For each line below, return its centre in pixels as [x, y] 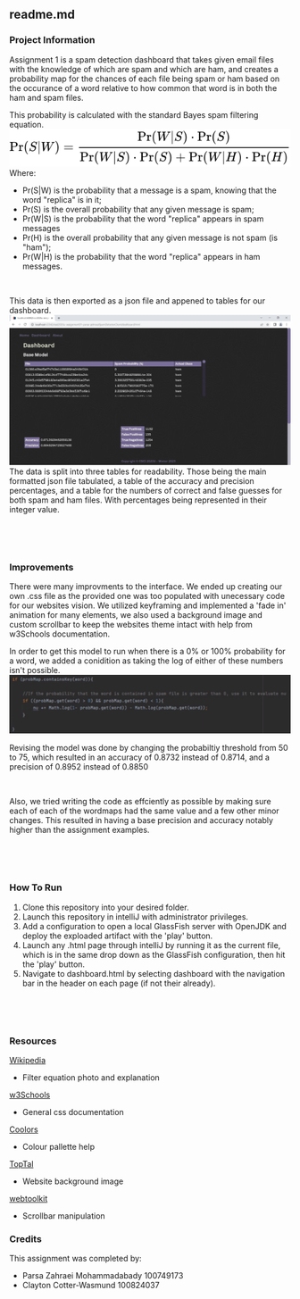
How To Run [36, 887]
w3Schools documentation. [59, 634]
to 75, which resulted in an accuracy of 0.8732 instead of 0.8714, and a [140, 757]
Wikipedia [28, 1061]
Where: [23, 172]
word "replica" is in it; [62, 199]
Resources [33, 1041]
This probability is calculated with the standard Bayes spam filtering [134, 114]
